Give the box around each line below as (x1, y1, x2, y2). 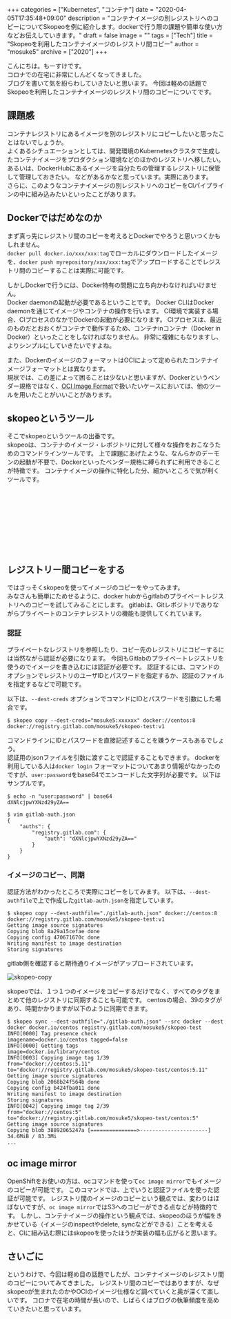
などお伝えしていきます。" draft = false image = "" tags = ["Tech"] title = (7, 31, 214, 39)
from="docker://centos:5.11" (7, 1060, 91, 1067)
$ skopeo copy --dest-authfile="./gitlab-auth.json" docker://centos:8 (7, 910, 217, 917)
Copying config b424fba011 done (7, 1084, 100, 1091)
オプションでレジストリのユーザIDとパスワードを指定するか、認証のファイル (7, 671, 225, 679)
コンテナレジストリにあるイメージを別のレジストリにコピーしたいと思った (7, 129, 219, 137)
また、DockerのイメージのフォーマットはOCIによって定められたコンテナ (7, 355, 213, 364)
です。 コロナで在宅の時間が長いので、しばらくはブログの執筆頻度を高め (12, 1296, 219, 1305)
